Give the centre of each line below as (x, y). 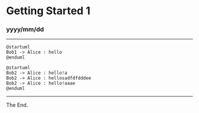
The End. (17, 105)
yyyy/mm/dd (25, 30)
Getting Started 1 (48, 11)
